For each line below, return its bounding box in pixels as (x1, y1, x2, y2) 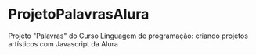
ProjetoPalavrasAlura (8, 5, 150, 23)
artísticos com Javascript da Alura (8, 39, 119, 48)
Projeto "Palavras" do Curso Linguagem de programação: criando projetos (8, 31, 249, 40)
